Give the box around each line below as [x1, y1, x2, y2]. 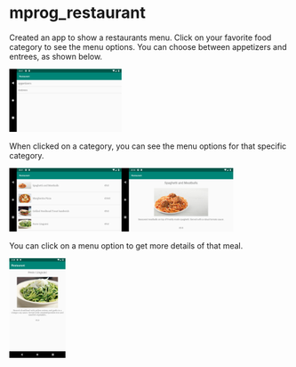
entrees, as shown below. [9, 51, 103, 61]
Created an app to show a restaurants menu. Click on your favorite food [9, 32, 272, 43]
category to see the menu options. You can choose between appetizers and [9, 41, 287, 52]
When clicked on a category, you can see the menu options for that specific [9, 141, 287, 151]
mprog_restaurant [9, 3, 147, 23]
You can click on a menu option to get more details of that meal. [9, 240, 244, 251]
